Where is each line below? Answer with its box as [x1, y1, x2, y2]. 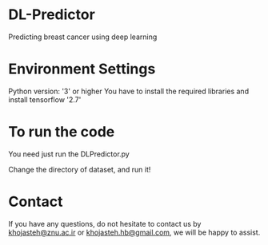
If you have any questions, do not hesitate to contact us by [8, 219, 202, 228]
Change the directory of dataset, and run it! [8, 164, 151, 174]
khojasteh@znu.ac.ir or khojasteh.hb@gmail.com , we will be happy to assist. [8, 227, 261, 237]
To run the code [8, 123, 115, 141]
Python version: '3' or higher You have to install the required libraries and [8, 86, 250, 96]
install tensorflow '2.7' [8, 94, 82, 105]
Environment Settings [8, 60, 156, 78]
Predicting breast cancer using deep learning [8, 32, 158, 41]
